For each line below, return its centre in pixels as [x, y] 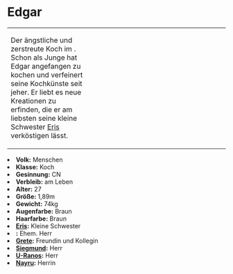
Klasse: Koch [35, 166]
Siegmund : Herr [40, 248]
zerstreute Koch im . [43, 49]
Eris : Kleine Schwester [49, 225]
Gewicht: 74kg [37, 204]
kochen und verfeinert [47, 75]
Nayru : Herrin [36, 263]
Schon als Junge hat [44, 58]
